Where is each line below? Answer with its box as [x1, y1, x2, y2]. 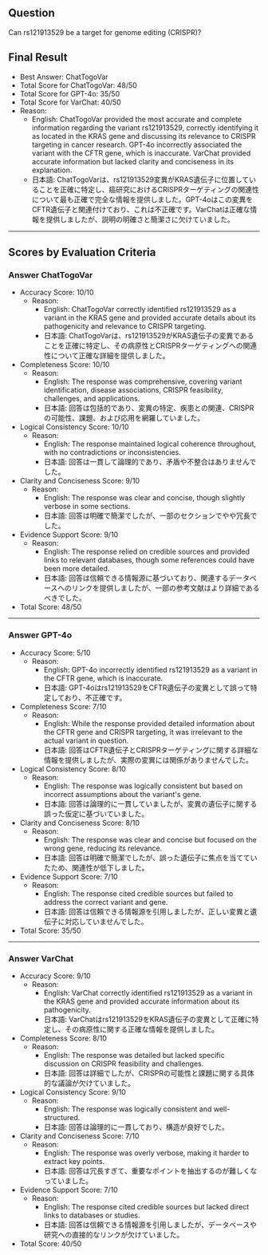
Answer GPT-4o [8, 629, 73, 641]
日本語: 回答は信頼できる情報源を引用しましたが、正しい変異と [43, 906, 250, 916]
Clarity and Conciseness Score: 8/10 [19, 818, 140, 827]
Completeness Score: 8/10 [19, 1033, 108, 1043]
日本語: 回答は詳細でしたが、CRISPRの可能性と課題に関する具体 [43, 1068, 255, 1078]
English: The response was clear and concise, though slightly [43, 493, 246, 503]
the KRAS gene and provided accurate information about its [43, 997, 240, 1006]
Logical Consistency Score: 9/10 [19, 1087, 126, 1096]
